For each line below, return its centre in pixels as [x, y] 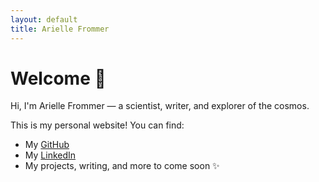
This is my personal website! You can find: [97, 125]
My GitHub [47, 145]
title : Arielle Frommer [60, 29]
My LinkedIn [50, 155]
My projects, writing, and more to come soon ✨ [122, 166]
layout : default [44, 19]
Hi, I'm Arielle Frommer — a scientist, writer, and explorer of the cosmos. [160, 106]
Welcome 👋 [58, 78]
